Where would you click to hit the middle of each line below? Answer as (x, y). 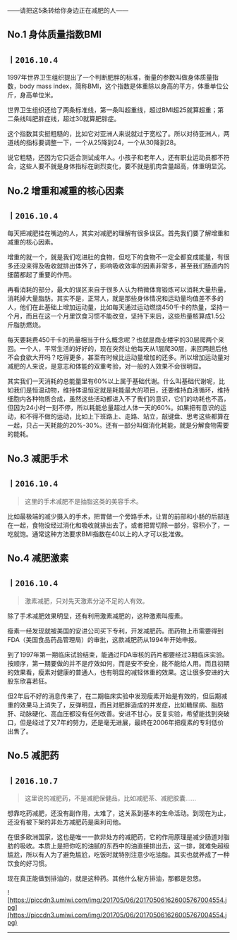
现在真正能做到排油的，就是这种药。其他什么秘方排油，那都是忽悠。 (106, 879)
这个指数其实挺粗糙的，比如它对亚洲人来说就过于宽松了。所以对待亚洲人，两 (119, 134)
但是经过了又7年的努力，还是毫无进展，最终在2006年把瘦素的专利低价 (122, 722)
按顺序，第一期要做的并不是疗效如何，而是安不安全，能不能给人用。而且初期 (119, 663)
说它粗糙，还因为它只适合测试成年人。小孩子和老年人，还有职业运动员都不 (115, 158)
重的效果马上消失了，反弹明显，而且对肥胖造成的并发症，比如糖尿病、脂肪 (115, 705)
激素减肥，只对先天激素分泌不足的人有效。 (86, 600)
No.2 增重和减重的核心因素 (66, 191)
